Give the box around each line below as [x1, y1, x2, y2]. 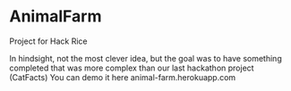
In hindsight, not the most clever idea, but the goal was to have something [9, 53, 282, 63]
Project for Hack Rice [9, 36, 88, 46]
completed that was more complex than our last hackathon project [9, 62, 254, 73]
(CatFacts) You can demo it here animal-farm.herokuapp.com [9, 71, 236, 82]
